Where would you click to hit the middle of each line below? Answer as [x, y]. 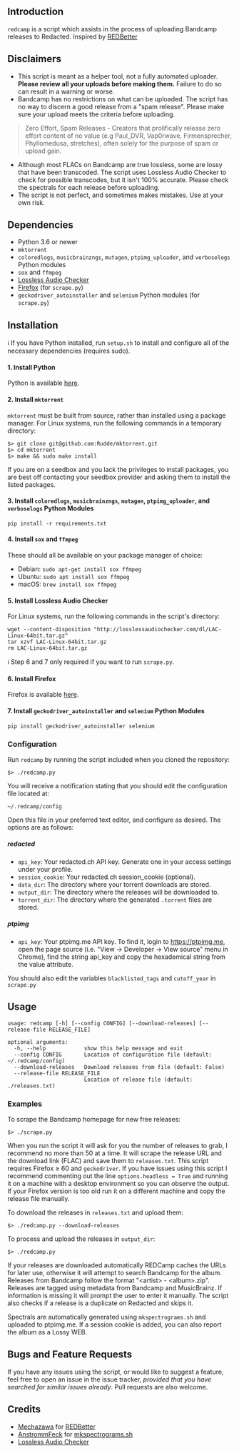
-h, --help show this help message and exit [98, 1048]
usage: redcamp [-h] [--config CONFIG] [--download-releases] [102, 1023]
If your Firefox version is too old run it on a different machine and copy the [117, 1191]
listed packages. [31, 484]
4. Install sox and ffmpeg [43, 539]
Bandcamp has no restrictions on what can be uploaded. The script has [123, 99]
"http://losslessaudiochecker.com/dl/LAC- [158, 630]
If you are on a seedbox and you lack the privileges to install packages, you [118, 469]
